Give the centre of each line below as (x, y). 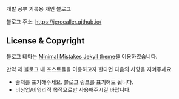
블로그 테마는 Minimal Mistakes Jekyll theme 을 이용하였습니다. (82, 56)
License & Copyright (46, 41)
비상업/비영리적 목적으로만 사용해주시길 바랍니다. (73, 89)
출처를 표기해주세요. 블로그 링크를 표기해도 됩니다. (74, 82)
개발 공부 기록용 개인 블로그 (39, 9)
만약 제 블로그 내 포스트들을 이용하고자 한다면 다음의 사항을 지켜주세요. (89, 69)
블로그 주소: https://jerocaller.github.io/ (54, 22)
